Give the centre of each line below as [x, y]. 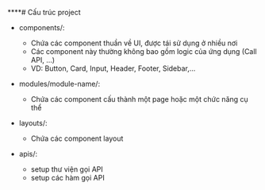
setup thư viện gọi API [67, 169]
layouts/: [33, 123]
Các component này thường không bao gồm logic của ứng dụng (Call [144, 51]
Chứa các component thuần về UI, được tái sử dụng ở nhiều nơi [134, 43]
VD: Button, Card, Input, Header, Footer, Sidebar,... [113, 68]
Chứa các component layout [77, 138]
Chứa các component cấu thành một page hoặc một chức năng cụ [140, 99]
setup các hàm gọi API [67, 178]
